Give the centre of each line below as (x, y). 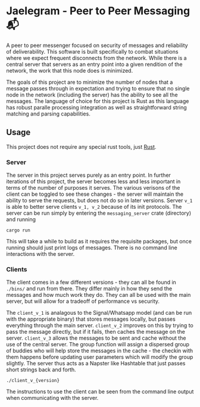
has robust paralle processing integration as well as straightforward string (97, 107)
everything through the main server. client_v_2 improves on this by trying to (100, 325)
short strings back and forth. (41, 370)
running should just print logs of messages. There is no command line (92, 248)
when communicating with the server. (52, 398)
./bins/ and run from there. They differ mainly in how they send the (89, 289)
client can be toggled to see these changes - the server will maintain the (95, 194)
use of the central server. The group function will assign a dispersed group (98, 345)
